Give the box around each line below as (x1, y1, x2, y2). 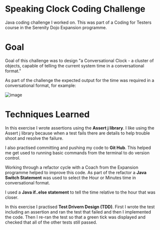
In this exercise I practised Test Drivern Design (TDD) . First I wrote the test (5, 204, 155, 210)
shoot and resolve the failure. (5, 135, 64, 141)
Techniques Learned (5, 109, 90, 120)
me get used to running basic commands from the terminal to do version (5, 149, 150, 156)
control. (5, 155, 21, 161)
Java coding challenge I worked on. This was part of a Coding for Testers (5, 19, 152, 25)
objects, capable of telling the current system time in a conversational (5, 63, 144, 68)
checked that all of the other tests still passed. (5, 219, 97, 225)
